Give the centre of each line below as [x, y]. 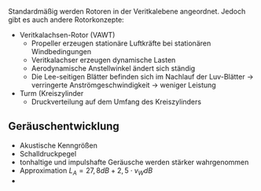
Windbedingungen [61, 51]
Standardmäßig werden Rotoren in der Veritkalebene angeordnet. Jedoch [127, 11]
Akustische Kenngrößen [59, 145]
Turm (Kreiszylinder [51, 93]
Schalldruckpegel [48, 153]
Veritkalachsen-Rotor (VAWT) [67, 35]
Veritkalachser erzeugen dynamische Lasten [103, 60]
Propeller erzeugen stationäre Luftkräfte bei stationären [121, 43]
